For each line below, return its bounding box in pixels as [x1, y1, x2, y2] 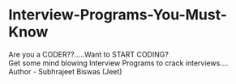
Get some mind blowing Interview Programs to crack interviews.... [8, 58, 229, 68]
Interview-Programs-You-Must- [8, 6, 228, 24]
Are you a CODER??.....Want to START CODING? [8, 49, 169, 59]
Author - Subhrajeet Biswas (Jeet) [8, 66, 122, 76]
